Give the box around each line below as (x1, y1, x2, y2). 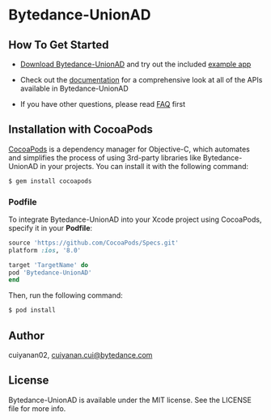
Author (8, 329, 44, 342)
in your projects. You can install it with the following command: (40, 161, 249, 171)
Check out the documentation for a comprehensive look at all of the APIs (19, 75, 263, 84)
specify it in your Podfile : (8, 223, 93, 232)
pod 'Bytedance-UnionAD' (8, 269, 92, 277)
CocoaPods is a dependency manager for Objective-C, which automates (8, 144, 251, 154)
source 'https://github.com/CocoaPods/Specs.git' (8, 239, 180, 247)
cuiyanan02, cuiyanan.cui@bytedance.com (8, 350, 153, 360)
